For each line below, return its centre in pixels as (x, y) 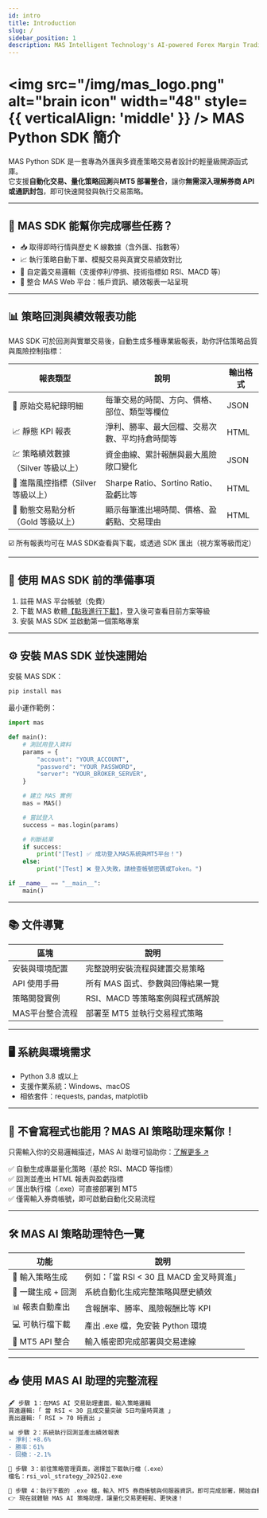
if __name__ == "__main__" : (55, 884)
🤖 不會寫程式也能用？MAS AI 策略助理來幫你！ (122, 1131)
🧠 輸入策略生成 (40, 1277)
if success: (42, 847)
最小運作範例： (33, 708)
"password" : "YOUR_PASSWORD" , (87, 767)
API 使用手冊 (36, 983)
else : (32, 862)
